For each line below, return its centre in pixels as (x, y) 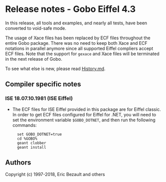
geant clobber (32, 143)
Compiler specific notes (43, 84)
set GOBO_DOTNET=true (40, 134)
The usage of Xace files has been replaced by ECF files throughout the (78, 38)
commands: (24, 125)
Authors (18, 163)
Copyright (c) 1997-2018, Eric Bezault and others (55, 175)
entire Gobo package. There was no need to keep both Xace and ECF (77, 43)
